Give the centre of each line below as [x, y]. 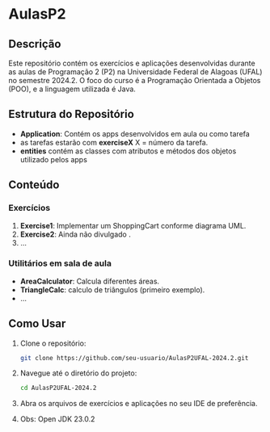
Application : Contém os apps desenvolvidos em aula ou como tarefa [135, 133]
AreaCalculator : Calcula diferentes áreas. [90, 281]
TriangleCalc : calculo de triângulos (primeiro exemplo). [112, 289]
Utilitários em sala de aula [60, 263]
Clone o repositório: [53, 343]
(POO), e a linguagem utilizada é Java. [72, 89]
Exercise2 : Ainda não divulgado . [75, 234]
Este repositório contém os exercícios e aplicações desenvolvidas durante [132, 63]
